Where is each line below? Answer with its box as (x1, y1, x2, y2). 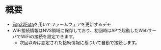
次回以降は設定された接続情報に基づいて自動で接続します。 (19, 39, 140, 45)
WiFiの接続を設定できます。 (21, 33, 77, 39)
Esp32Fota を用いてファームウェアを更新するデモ (12, 21, 111, 27)
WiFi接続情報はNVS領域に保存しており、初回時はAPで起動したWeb (12, 27, 148, 33)
